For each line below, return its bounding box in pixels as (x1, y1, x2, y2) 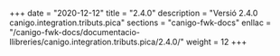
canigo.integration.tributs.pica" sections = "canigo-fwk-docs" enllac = (9, 17, 272, 28)
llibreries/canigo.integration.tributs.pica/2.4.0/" (9, 36, 184, 47)
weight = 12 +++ (185, 36, 247, 47)
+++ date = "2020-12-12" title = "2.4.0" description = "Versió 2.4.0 (9, 8, 258, 18)
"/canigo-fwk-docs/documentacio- (9, 27, 141, 37)
